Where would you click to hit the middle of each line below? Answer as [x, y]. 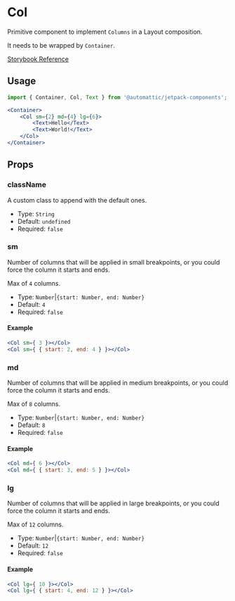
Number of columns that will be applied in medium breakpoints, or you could [118, 383]
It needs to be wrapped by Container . [61, 45]
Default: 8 [31, 425]
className [27, 185]
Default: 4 [31, 304]
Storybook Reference [38, 59]
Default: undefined [44, 221]
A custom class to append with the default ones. [77, 200]
